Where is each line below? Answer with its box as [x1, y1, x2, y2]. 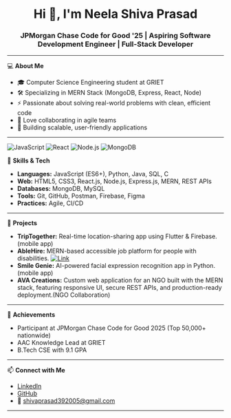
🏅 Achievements [7, 311, 56, 319]
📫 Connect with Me [7, 366, 65, 375]
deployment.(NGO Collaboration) [16, 291, 111, 299]
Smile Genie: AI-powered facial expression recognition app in [16, 262, 192, 270]
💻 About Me [7, 62, 44, 70]
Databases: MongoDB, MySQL [16, 185, 105, 193]
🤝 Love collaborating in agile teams [16, 116, 117, 125]
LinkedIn [16, 382, 42, 390]
